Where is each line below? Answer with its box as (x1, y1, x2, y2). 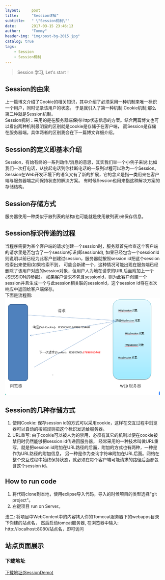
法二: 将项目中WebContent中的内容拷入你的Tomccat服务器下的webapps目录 (5, 513, 160, 520)
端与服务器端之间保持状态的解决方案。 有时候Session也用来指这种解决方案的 (5, 178, 160, 184)
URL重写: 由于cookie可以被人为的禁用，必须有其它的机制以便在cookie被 (12, 432, 158, 438)
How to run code (5, 477, 57, 486)
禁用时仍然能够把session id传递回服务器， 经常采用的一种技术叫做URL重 (12, 438, 159, 444)
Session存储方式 (5, 199, 56, 208)
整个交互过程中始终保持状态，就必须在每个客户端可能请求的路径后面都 (12, 456, 155, 462)
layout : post (5, 8, 41, 13)
